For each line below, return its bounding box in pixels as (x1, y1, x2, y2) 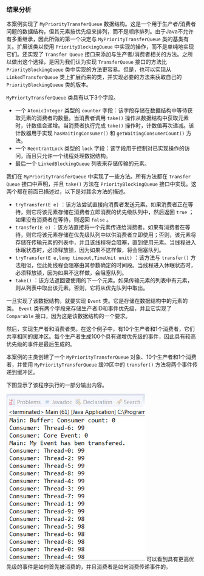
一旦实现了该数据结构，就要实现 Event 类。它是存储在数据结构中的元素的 (6, 297, 188, 305)
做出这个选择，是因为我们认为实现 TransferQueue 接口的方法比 (11, 58, 167, 66)
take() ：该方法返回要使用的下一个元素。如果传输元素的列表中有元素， (15, 277, 193, 284)
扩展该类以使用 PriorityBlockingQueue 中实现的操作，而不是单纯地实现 (16, 43, 194, 50)
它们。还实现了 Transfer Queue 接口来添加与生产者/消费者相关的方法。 (6, 50, 183, 58)
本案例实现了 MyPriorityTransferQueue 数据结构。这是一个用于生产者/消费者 (6, 20, 196, 28)
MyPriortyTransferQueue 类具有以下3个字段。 (6, 94, 120, 101)
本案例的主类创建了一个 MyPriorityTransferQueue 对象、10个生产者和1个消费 (6, 353, 197, 361)
